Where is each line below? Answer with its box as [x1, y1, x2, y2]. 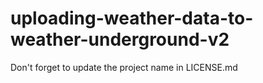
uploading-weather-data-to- [10, 7, 254, 30]
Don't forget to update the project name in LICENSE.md [10, 61, 238, 73]
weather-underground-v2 [10, 28, 230, 51]
